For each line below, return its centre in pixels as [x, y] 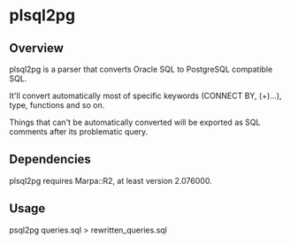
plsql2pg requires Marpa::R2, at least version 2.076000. [111, 180]
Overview [37, 48]
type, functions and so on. [57, 105]
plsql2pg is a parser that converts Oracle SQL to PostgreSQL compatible [141, 69]
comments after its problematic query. [79, 132]
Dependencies [50, 160]
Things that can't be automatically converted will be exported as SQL [135, 122]
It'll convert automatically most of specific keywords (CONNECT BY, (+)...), [145, 95]
